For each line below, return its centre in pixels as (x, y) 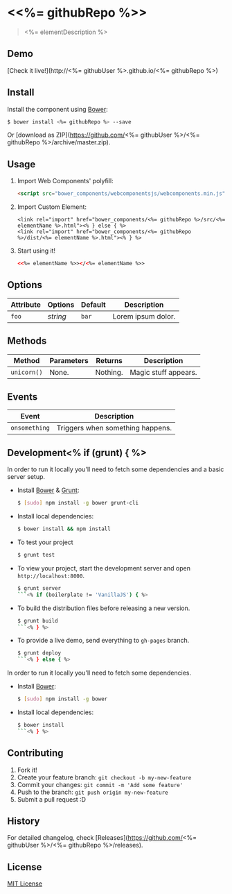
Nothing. (109, 372)
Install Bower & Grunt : (48, 490)
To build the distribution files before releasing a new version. (104, 608)
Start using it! (36, 251)
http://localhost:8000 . (51, 575)
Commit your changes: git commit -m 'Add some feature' (100, 784)
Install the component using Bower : (58, 109)
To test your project (45, 542)
